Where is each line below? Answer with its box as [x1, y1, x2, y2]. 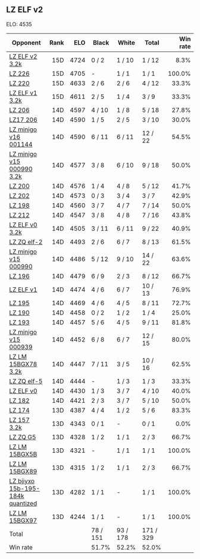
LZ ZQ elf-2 [9, 238, 43, 246]
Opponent [11, 38, 41, 46]
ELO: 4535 [6, 20, 32, 27]
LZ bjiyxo [9, 477, 35, 485]
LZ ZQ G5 [9, 433, 36, 441]
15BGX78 [9, 360, 37, 368]
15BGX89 [9, 467, 37, 476]
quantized [9, 499, 37, 507]
